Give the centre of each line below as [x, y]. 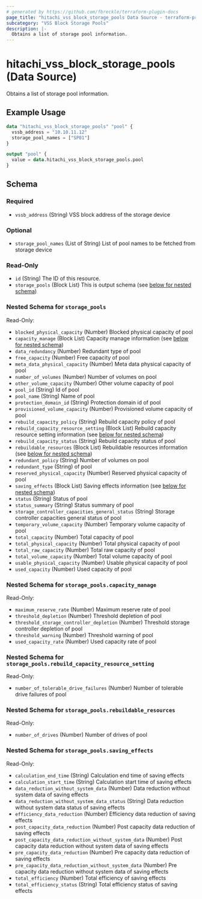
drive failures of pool [41, 694]
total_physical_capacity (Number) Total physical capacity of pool [97, 543]
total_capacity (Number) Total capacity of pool [74, 537]
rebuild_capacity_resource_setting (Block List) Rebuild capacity [95, 428]
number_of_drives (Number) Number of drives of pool [81, 735]
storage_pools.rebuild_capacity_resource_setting [80, 664]
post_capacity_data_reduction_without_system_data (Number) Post [98, 839]
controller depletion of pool [49, 629]
